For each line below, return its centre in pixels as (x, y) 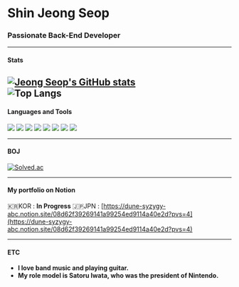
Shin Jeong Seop (59, 13)
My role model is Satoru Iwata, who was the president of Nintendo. (118, 276)
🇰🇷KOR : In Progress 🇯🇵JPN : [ (55, 206)
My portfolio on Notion (42, 190)
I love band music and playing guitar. (73, 268)
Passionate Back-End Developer (64, 36)
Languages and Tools (40, 112)
